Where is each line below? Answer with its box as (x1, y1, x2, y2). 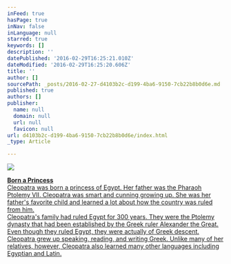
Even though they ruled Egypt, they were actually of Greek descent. (7, 227, 200, 236)
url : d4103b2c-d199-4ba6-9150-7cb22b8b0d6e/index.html (7, 132, 168, 139)
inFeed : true (7, 10, 45, 17)
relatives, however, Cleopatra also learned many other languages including (7, 242, 219, 250)
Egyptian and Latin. (7, 250, 62, 258)
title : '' (7, 68, 36, 74)
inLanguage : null (7, 29, 57, 37)
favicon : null (13, 125, 54, 132)
